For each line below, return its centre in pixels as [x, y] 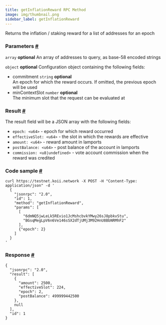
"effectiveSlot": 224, [42, 287]
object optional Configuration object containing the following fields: [75, 67]
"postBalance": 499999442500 [49, 296]
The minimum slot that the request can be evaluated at [68, 97]
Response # [20, 255]
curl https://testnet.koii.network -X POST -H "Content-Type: [71, 181]
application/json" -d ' [30, 185]
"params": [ [26, 207]
